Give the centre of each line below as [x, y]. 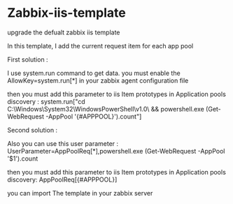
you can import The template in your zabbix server [80, 193]
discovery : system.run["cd [46, 101]
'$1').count [23, 158]
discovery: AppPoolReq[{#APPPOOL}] [62, 179]
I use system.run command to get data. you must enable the [94, 73]
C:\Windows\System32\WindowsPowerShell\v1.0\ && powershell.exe [106, 109]
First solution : [28, 59]
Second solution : [33, 130]
